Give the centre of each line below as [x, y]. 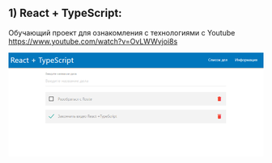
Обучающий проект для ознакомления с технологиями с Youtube [122, 32]
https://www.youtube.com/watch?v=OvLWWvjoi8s [93, 41]
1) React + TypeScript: [66, 13]
